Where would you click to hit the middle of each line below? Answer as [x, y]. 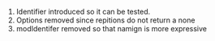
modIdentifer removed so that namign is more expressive [112, 29]
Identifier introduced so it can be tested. [83, 12]
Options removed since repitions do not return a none [105, 20]
